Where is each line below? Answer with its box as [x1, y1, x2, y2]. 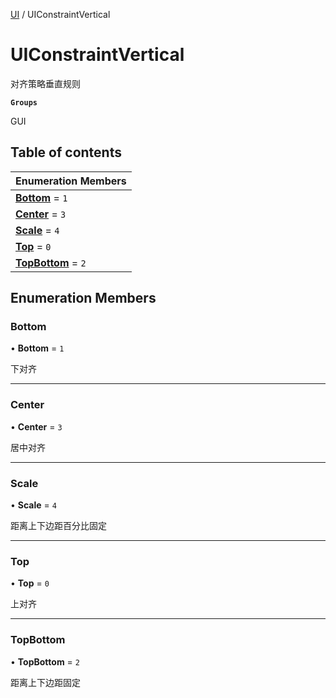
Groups [10, 97, 38, 108]
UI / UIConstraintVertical [10, 9, 111, 20]
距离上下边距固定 [10, 676, 81, 688]
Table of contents [10, 144, 122, 161]
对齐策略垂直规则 [10, 77, 81, 89]
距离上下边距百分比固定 [10, 520, 107, 532]
